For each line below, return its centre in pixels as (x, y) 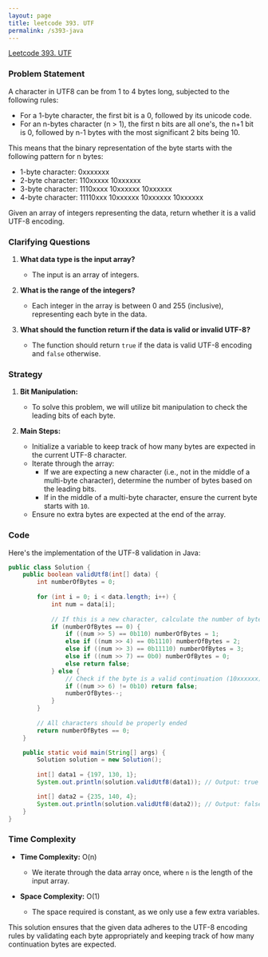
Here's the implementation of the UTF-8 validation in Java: (104, 553)
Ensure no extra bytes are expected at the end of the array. (129, 514)
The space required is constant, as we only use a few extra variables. (146, 911)
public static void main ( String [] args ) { (94, 752)
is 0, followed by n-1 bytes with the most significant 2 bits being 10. (130, 132)
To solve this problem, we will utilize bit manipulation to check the (140, 407)
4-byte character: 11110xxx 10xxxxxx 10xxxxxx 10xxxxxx (111, 197)
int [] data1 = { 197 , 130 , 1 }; (87, 775)
